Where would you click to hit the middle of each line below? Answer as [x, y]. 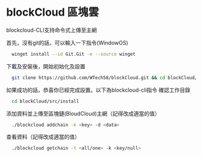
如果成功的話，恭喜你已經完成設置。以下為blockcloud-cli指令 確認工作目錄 [98, 90]
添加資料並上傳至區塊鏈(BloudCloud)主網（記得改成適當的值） [83, 113]
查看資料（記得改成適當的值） [43, 137]
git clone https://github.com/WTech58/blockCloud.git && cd [88, 78]
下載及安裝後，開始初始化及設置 [46, 66]
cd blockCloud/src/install [45, 101]
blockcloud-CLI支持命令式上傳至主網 [52, 30]
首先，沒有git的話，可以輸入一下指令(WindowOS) [67, 43]
